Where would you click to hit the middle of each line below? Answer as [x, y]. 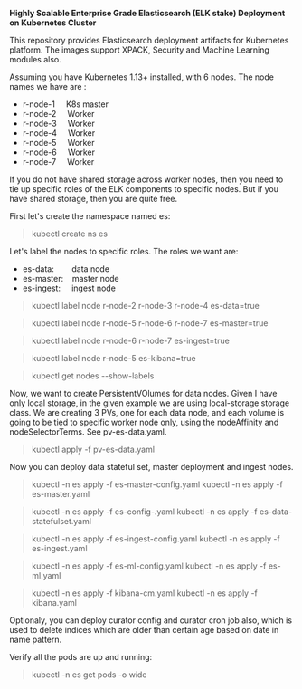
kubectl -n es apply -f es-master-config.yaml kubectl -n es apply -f [157, 484]
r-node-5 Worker [58, 143]
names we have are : [48, 86]
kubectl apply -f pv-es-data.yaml [93, 449]
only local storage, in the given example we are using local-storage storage [150, 403]
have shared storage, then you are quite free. [94, 199]
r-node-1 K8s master [65, 104]
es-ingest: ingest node [69, 288]
